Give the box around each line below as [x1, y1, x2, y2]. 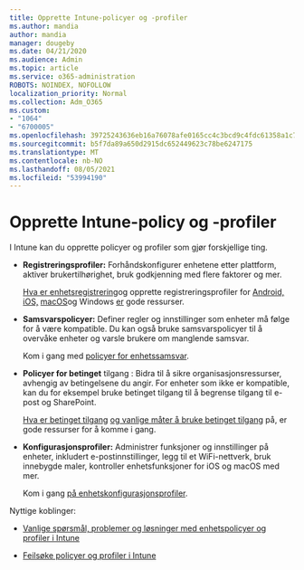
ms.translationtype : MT [9, 147, 100, 157]
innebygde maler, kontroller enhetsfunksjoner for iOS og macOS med [22, 461, 280, 471]
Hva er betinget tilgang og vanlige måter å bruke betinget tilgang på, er [22, 414, 288, 425]
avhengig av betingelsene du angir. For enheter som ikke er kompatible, [22, 377, 290, 389]
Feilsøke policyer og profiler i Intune [22, 550, 157, 561]
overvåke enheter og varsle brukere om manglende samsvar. [22, 333, 250, 344]
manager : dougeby [9, 38, 75, 48]
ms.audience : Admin [9, 55, 83, 64]
